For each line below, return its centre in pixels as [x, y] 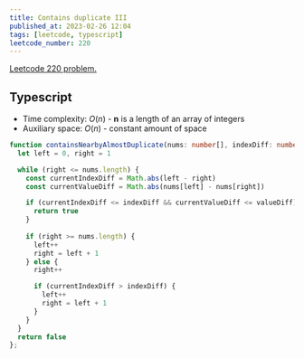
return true [56, 212]
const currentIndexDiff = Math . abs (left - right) [121, 178]
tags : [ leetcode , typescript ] [66, 34]
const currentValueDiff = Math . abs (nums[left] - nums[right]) [145, 186]
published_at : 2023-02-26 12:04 [70, 26]
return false [42, 337]
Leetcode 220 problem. [53, 69]
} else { [42, 262]
